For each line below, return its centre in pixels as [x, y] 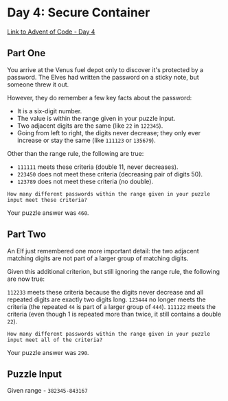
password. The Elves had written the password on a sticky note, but [103, 77]
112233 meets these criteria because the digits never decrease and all [105, 292]
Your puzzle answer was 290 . [48, 352]
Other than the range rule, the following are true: [76, 153]
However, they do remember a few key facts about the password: [100, 98]
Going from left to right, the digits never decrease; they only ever [109, 133]
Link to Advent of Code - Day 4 [51, 32]
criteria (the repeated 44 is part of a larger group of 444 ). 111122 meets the [112, 306]
